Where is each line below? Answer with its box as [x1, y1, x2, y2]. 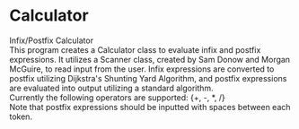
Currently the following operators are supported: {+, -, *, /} [9, 91, 226, 103]
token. [9, 111, 33, 122]
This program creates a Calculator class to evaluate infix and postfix [9, 44, 261, 55]
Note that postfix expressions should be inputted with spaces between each [9, 101, 291, 112]
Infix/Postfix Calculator [9, 35, 94, 46]
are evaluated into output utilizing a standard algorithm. [9, 82, 214, 93]
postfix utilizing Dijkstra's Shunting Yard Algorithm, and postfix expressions [9, 73, 287, 83]
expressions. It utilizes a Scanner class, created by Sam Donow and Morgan [9, 54, 290, 64]
